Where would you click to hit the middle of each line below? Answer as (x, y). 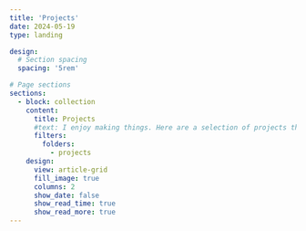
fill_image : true (66, 178)
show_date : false (66, 195)
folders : (59, 144)
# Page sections (40, 85)
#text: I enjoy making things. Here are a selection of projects (160, 127)
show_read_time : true (75, 204)
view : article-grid (70, 170)
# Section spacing (53, 60)
